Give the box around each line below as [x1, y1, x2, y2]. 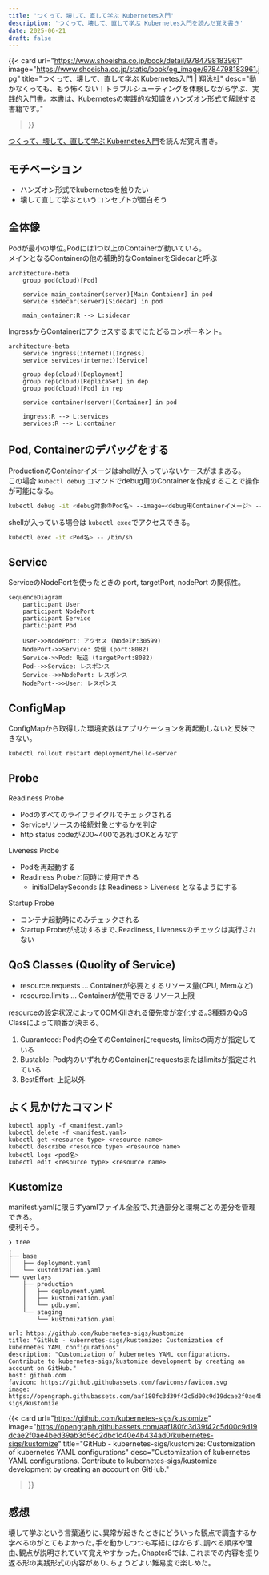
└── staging [22, 1308, 62, 1317]
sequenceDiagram [8, 594, 62, 602]
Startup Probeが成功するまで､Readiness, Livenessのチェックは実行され [19, 924, 256, 934]
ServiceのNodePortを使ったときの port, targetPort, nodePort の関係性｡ [8, 578, 242, 587]
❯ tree [8, 1238, 30, 1247]
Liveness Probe [8, 845, 60, 855]
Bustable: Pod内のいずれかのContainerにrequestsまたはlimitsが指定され [19, 1054, 257, 1064]
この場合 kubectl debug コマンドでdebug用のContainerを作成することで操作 [8, 475, 260, 485]
